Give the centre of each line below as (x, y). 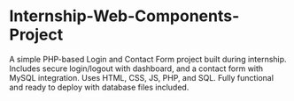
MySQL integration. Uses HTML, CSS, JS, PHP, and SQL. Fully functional (142, 77)
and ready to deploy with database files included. (99, 87)
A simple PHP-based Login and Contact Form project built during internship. (148, 59)
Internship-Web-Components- (124, 16)
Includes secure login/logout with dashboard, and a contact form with (136, 69)
